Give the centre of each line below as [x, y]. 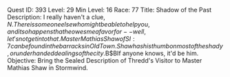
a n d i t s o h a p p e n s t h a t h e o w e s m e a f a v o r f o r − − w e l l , [76, 31]
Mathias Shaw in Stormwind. [48, 68]
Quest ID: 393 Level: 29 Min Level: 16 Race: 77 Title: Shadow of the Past [109, 10]
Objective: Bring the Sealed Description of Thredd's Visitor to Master [105, 60]
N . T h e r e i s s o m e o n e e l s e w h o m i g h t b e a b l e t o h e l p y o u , [79, 24]
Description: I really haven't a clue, [56, 17]
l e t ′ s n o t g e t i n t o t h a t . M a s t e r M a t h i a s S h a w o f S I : [71, 39]
